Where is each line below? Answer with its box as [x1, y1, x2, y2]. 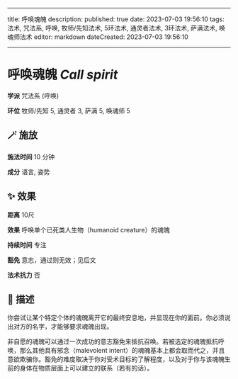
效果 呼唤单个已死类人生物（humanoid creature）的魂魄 [7, 225, 170, 234]
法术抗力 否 [7, 271, 40, 279]
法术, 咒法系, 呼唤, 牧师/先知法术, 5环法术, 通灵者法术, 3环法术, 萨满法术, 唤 [7, 24, 225, 32]
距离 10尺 [7, 210, 35, 219]
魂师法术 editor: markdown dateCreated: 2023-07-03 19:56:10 [7, 33, 189, 41]
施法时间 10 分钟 [7, 152, 55, 161]
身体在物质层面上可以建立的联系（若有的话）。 [19, 364, 154, 373]
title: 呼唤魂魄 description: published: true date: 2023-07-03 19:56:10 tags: [7, 15, 225, 23]
